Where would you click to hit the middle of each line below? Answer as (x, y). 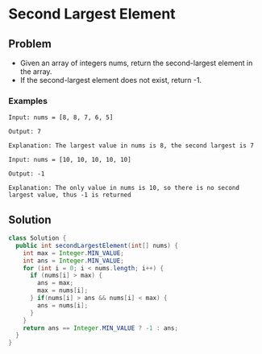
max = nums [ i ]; (63, 290)
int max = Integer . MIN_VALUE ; (74, 253)
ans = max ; (56, 283)
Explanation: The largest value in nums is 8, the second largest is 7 (131, 146)
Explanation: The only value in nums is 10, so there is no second (124, 188)
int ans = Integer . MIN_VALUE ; (74, 261)
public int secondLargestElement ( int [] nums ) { (97, 245)
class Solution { (37, 238)
